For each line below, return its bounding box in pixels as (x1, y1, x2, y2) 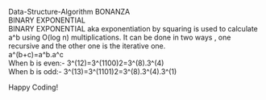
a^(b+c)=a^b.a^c (8, 50, 64, 59)
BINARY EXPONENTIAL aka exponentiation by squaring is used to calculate (8, 24, 258, 33)
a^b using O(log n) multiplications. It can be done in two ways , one (8, 32, 231, 42)
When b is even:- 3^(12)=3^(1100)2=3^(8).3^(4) (8, 58, 164, 68)
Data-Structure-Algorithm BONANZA (8, 7, 131, 16)
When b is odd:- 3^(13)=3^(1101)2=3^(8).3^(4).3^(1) (8, 67, 177, 76)
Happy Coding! (8, 82, 59, 92)
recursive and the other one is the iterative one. (8, 41, 166, 51)
